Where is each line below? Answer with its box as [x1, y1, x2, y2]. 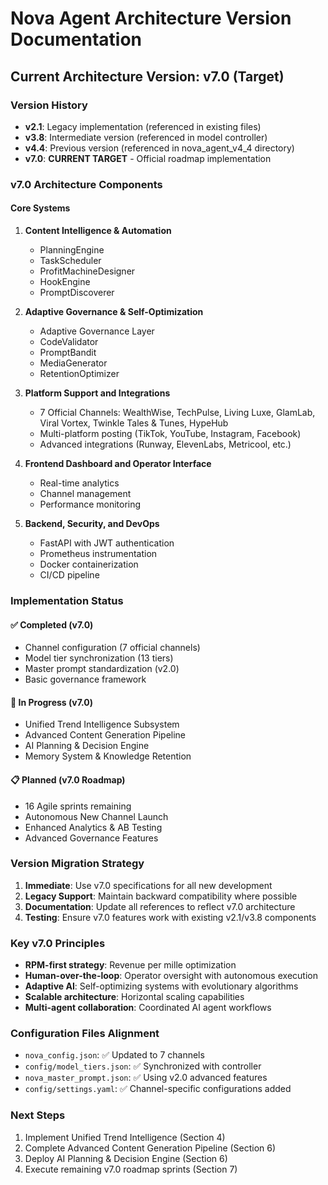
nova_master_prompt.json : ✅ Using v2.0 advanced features [24, 1072, 268, 1084]
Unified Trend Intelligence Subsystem [24, 718, 180, 731]
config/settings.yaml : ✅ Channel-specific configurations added [24, 1083, 292, 1095]
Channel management [39, 488, 132, 499]
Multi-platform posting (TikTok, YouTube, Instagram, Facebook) [39, 428, 302, 439]
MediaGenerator [39, 357, 108, 369]
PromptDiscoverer [39, 287, 115, 298]
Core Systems [10, 202, 71, 214]
